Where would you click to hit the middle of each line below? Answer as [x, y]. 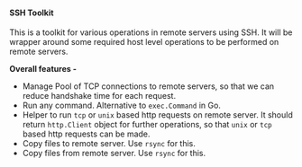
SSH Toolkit [32, 13]
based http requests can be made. [86, 134]
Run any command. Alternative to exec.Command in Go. [121, 105]
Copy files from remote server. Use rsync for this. [114, 154]
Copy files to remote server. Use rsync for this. [109, 144]
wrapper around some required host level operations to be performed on [144, 42]
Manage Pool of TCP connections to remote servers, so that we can [148, 86]
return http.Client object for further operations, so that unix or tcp [147, 125]
